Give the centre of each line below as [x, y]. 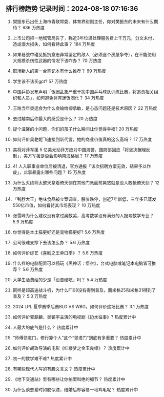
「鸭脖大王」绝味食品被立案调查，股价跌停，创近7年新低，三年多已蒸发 [84, 199]
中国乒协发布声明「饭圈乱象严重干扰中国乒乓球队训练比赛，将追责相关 [83, 91]
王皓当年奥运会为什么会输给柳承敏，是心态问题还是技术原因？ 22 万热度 [85, 108]
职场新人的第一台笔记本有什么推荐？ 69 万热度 [59, 71]
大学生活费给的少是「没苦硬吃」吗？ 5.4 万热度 [60, 279]
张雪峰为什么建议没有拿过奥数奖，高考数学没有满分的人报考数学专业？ [83, 215]
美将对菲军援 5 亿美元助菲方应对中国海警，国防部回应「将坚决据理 [79, 149]
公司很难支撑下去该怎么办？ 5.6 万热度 [51, 242]
